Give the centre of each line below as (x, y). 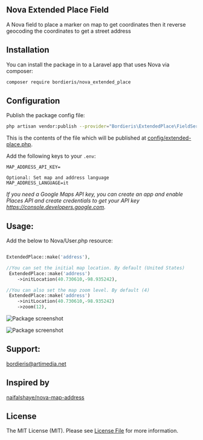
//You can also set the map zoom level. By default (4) (78, 290)
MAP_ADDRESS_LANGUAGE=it (37, 183)
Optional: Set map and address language (58, 178)
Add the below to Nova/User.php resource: (60, 241)
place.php (19, 144)
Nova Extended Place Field (58, 10)
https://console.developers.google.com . (56, 207)
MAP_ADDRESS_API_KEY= (34, 167)
